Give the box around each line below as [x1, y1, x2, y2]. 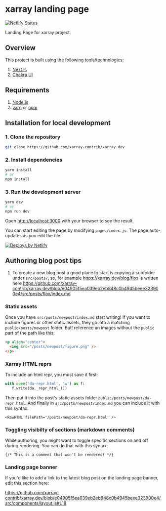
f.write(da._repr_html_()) [11, 385, 68, 391]
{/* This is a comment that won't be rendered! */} [5, 452, 114, 458]
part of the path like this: [5, 330, 55, 336]
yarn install [5, 168, 32, 172]
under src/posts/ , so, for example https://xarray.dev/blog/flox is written [12, 275, 159, 281]
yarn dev [5, 200, 23, 205]
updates [5, 232, 22, 238]
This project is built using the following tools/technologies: [5, 57, 124, 63]
